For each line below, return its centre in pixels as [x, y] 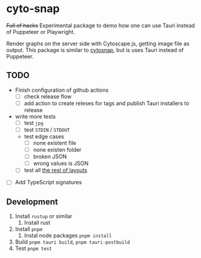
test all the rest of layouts [56, 170]
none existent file [55, 143]
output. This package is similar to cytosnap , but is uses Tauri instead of [95, 50]
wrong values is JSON [61, 163]
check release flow [48, 96]
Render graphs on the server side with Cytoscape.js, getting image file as [98, 44]
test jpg [34, 123]
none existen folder [57, 150]
